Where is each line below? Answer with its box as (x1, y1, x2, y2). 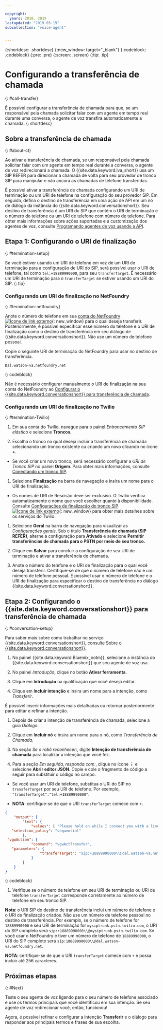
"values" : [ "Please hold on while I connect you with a (31, 824, 149, 828)
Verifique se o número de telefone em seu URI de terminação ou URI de (12, 887, 155, 893)
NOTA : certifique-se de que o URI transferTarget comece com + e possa (5, 953, 152, 958)
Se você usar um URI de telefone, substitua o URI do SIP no (12, 781, 131, 787)
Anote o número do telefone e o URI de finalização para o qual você (12, 562, 148, 568)
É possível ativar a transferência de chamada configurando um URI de (5, 187, 145, 193)
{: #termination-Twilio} (5, 414, 50, 420)
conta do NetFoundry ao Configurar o (5, 386, 81, 392)
